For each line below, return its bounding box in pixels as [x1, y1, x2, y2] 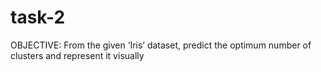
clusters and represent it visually [10, 49, 145, 61]
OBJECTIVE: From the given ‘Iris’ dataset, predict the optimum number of [10, 39, 312, 51]
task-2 [10, 6, 66, 29]
